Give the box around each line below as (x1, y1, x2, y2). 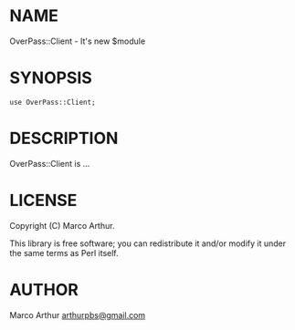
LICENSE (9, 191, 78, 211)
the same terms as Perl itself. (9, 247, 119, 258)
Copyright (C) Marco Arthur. (9, 220, 115, 231)
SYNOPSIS (9, 67, 93, 88)
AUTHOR (9, 279, 79, 300)
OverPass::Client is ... (9, 158, 90, 169)
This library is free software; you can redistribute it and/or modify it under (9, 238, 287, 249)
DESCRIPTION (9, 129, 119, 149)
